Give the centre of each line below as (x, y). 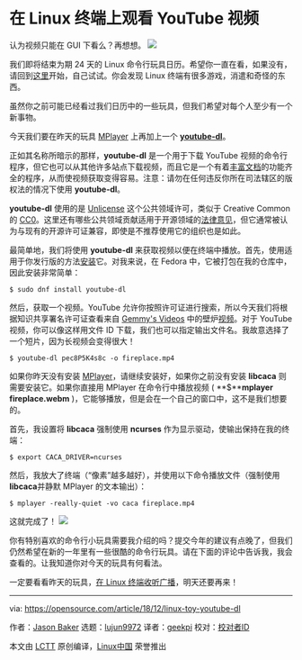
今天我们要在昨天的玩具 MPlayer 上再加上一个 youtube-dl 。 (120, 136)
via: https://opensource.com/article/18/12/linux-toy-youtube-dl (125, 608)
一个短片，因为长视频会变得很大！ (72, 341)
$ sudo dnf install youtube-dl (68, 289)
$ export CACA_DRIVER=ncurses (66, 457)
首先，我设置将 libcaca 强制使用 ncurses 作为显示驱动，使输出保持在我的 (146, 429)
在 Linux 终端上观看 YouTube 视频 (134, 18)
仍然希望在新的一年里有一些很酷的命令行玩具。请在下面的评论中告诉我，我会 (151, 551)
